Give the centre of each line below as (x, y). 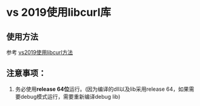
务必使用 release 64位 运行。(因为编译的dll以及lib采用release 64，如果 (102, 89)
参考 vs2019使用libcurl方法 (40, 52)
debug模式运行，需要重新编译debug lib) (70, 96)
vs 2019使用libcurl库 (59, 12)
